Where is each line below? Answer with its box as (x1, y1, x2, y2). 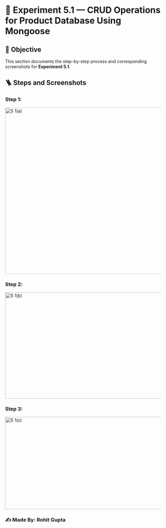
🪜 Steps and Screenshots (5, 79, 86, 87)
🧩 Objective (5, 45, 41, 54)
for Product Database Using (5, 15, 122, 26)
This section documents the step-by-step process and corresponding (5, 59, 147, 64)
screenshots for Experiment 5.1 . (5, 64, 71, 69)
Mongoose (5, 26, 50, 37)
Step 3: (5, 405, 23, 412)
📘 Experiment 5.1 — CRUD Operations (5, 4, 161, 16)
